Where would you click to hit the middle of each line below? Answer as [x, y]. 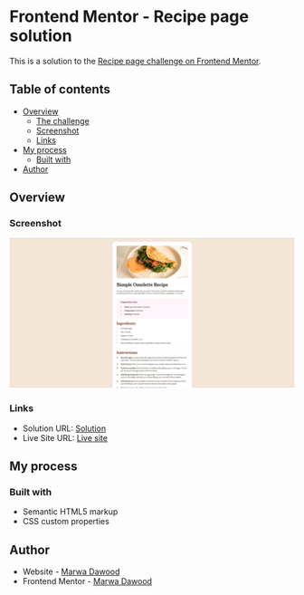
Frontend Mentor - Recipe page [129, 17]
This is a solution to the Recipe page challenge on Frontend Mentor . [135, 61]
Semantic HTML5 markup [70, 512]
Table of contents [60, 89]
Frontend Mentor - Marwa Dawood [87, 581]
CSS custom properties [66, 522]
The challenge [63, 120]
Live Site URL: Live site [65, 437]
